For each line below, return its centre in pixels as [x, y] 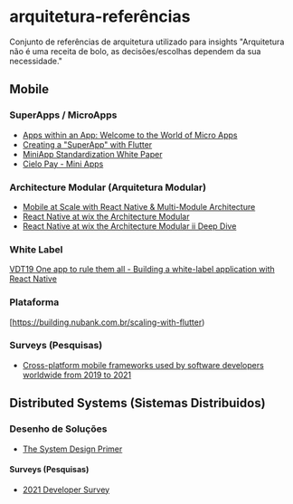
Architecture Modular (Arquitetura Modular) [108, 187]
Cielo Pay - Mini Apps [63, 164]
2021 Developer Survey [66, 490]
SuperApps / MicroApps [63, 115]
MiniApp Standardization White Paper [92, 154]
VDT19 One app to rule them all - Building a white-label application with [142, 270]
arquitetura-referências [100, 17]
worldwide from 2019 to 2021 [77, 375]
